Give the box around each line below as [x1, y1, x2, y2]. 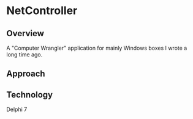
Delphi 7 [6, 106, 28, 113]
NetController [6, 4, 78, 18]
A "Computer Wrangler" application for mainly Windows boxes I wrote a [6, 44, 187, 52]
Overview [6, 28, 45, 39]
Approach [6, 69, 45, 79]
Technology [6, 90, 53, 100]
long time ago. [6, 51, 43, 58]
